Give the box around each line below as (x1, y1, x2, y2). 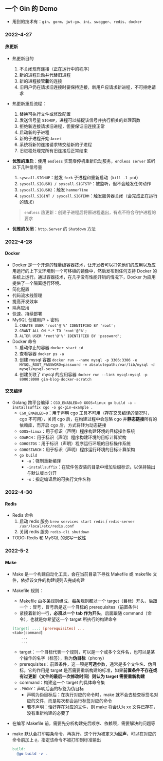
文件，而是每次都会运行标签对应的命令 (35, 698, 112, 704)
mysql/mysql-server (19, 367, 59, 372)
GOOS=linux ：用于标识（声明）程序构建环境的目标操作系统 (19, 428, 135, 434)
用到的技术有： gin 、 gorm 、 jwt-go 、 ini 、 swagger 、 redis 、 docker (12, 19, 142, 24)
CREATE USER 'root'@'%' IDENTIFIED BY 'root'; (19, 323, 116, 328)
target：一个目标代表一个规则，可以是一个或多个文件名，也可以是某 (19, 649, 155, 655)
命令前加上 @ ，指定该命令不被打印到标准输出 (12, 737, 101, 743)
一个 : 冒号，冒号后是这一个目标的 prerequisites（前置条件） (19, 604, 141, 610)
